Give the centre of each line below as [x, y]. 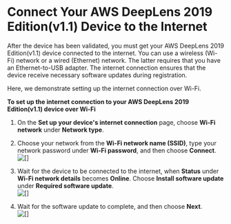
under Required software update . [65, 185]
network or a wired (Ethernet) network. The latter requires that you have [118, 60]
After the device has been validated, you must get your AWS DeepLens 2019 [115, 45]
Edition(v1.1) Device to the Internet [108, 27]
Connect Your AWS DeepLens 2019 [110, 12]
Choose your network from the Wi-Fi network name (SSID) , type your [117, 143]
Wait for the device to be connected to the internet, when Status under [118, 171]
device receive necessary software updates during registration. [97, 75]
